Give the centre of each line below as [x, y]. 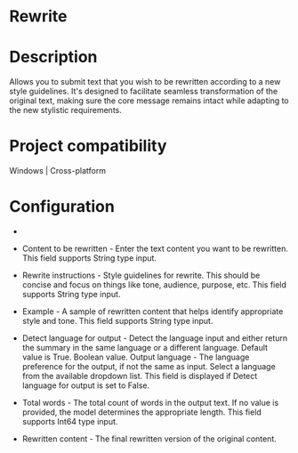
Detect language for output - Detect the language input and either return [155, 338]
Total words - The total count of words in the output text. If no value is [150, 403]
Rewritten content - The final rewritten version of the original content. [149, 439]
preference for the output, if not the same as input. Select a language [149, 366]
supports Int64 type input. [70, 421]
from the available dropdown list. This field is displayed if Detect [140, 376]
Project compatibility [88, 146]
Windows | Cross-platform [58, 171]
